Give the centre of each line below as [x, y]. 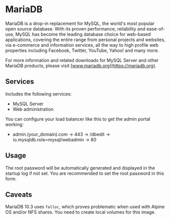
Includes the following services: [39, 94]
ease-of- [156, 28]
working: [15, 124]
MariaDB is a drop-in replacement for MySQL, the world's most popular [80, 23]
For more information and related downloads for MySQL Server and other [82, 60]
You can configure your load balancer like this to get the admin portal [78, 119]
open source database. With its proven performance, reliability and [75, 28]
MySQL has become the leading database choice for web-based [83, 34]
